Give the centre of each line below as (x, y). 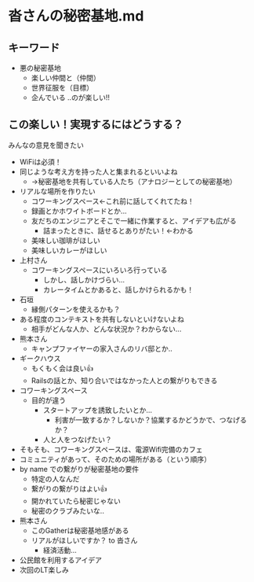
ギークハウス (40, 358)
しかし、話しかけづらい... (84, 279)
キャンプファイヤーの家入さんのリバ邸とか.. (102, 348)
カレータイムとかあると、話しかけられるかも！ (118, 289)
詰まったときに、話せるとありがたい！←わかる (118, 230)
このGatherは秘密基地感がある (80, 530)
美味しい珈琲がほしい (65, 240)
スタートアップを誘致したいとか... (98, 410)
